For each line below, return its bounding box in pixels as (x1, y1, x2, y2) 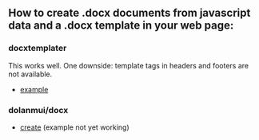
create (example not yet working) (19, 122, 129, 132)
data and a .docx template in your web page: (8, 19, 234, 33)
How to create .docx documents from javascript (8, 6, 251, 20)
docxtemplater (8, 43, 67, 54)
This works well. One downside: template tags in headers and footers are (8, 60, 249, 70)
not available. (8, 69, 53, 79)
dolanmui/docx (8, 104, 69, 115)
